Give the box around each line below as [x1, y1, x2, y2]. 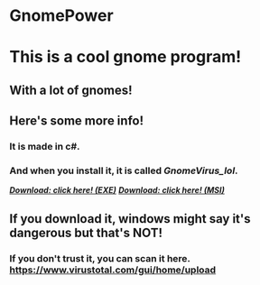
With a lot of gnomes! [9, 82, 133, 97]
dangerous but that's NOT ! [9, 225, 163, 240]
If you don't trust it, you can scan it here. [9, 252, 191, 264]
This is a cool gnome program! [9, 47, 242, 68]
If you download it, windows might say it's [9, 211, 251, 226]
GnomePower [9, 5, 115, 26]
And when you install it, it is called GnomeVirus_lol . [9, 164, 238, 177]
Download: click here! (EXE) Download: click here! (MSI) [9, 185, 226, 196]
